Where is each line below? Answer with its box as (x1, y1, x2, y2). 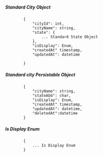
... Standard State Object (41, 34, 98, 39)
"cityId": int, (32, 21, 65, 26)
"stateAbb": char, (32, 93, 71, 98)
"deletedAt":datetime (32, 111, 78, 116)
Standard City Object (5, 4, 51, 10)
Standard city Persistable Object (5, 71, 76, 78)
